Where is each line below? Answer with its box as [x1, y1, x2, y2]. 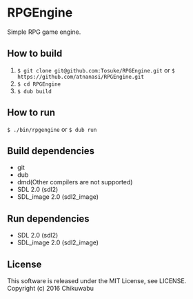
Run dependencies [7, 213, 90, 224]
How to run [7, 107, 56, 119]
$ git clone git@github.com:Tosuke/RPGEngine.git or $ [17, 66, 175, 74]
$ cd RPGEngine [17, 81, 61, 88]
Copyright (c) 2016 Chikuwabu [7, 284, 94, 292]
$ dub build [17, 88, 52, 95]
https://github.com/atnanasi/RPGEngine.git [17, 73, 145, 80]
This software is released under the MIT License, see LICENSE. [7, 277, 187, 284]
